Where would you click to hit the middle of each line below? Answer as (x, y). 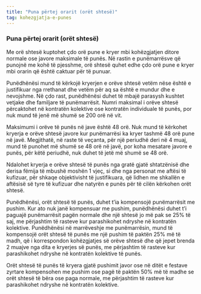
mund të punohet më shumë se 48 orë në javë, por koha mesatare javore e (99, 146)
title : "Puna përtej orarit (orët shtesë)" (62, 12)
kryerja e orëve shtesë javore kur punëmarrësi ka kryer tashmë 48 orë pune (100, 133)
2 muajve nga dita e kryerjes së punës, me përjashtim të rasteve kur (91, 247)
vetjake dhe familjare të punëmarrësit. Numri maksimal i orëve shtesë (92, 102)
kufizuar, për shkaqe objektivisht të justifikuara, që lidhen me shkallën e (95, 177)
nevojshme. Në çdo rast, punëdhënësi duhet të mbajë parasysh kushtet (95, 96)
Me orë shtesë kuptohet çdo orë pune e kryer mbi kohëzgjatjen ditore (93, 52)
